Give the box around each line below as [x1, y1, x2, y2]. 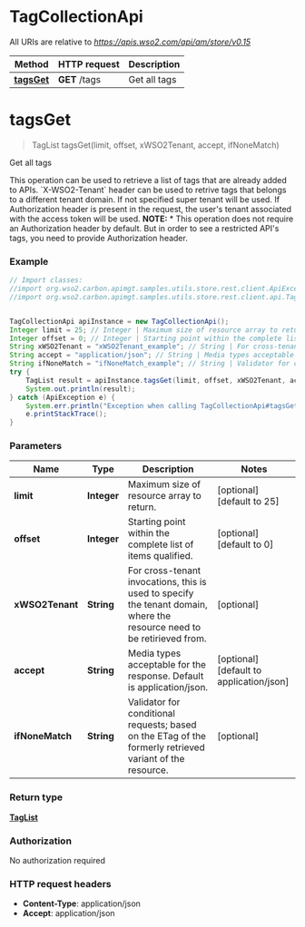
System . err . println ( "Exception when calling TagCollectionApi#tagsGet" [25, 401, 302, 410]
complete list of [127, 538, 194, 551]
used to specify [127, 587, 194, 600]
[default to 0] [217, 538, 274, 551]
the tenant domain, [127, 599, 208, 611]
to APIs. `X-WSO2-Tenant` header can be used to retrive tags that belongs [9, 184, 287, 195]
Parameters [9, 440, 62, 453]
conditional [127, 707, 175, 720]
